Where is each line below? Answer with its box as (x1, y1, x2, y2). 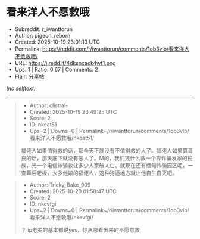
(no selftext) (6, 85, 36, 92)
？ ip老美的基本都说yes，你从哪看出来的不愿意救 (20, 226, 140, 233)
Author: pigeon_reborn (14, 32, 71, 39)
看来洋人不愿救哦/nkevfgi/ (29, 213, 94, 221)
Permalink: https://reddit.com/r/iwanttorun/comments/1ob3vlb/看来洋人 (14, 45, 190, 52)
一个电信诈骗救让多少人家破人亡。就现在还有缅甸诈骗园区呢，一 (36, 162, 193, 169)
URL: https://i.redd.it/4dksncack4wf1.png (14, 59, 116, 66)
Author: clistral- (29, 102, 68, 109)
